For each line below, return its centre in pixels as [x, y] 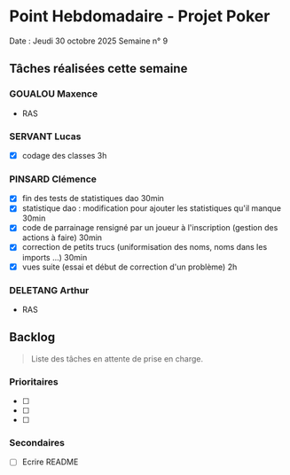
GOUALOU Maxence [54, 94]
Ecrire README [50, 462]
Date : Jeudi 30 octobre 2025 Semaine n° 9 [89, 41]
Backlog [32, 337]
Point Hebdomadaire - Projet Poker [140, 16]
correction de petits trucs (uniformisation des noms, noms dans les [145, 247]
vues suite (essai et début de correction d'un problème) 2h [129, 267]
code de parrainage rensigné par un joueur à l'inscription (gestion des [150, 228]
